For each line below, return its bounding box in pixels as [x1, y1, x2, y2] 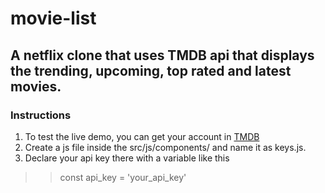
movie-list [10, 7, 97, 30]
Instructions [10, 108, 72, 122]
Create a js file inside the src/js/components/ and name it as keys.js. [24, 141, 307, 153]
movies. [10, 78, 62, 95]
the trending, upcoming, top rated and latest [10, 62, 292, 79]
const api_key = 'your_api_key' [59, 171, 187, 183]
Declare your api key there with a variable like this [24, 152, 230, 164]
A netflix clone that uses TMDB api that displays [10, 47, 315, 64]
